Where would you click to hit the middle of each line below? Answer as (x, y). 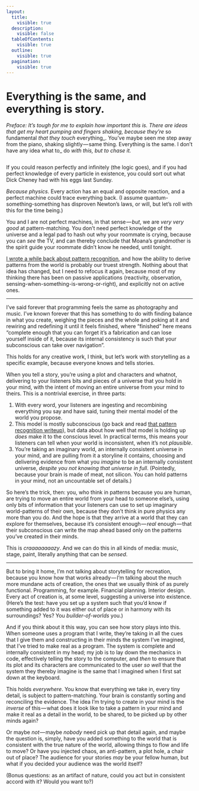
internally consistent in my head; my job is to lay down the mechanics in (94, 653)
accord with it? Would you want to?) (50, 781)
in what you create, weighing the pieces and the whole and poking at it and (98, 320)
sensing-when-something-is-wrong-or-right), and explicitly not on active (95, 284)
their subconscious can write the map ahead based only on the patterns (94, 530)
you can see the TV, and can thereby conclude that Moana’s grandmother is (99, 241)
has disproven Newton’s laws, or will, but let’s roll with (127, 204)
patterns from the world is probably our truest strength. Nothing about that (97, 265)
